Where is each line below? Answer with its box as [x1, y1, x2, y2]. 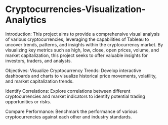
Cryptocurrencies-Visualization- [5, 4, 146, 15]
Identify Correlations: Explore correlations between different [5, 88, 131, 94]
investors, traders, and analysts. [5, 57, 72, 64]
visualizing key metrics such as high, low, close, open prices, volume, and [5, 47, 159, 53]
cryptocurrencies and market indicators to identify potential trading [5, 93, 145, 99]
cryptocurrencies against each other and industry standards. [5, 113, 132, 119]
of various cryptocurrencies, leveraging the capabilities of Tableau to [5, 36, 149, 42]
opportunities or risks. [5, 98, 52, 104]
